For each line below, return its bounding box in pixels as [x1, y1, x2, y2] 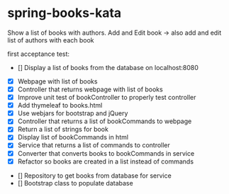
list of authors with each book [7, 35, 94, 44]
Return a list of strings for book [17, 125, 108, 134]
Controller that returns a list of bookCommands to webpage [17, 117, 192, 125]
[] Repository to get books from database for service [17, 171, 172, 180]
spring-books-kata [7, 5, 122, 21]
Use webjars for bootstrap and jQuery [17, 109, 128, 118]
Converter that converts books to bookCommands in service [17, 149, 195, 157]
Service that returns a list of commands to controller [17, 141, 170, 149]
